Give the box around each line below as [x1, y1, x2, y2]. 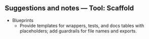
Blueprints [12, 17, 34, 23]
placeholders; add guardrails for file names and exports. [19, 27, 137, 34]
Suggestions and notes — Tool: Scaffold [5, 4, 134, 12]
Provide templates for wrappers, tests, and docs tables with [19, 22, 144, 28]
